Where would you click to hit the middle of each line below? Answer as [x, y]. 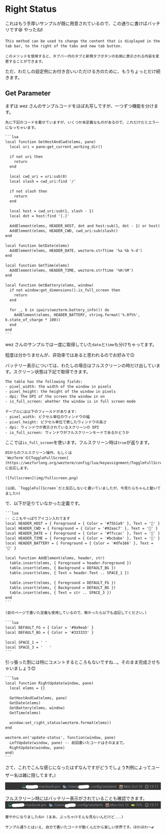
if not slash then [29, 191]
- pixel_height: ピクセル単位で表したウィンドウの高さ [56, 422]
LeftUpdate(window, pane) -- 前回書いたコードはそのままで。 [68, 743]
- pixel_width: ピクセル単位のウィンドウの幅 [47, 417]
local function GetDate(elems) [37, 246]
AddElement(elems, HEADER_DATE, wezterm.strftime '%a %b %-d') [76, 251]
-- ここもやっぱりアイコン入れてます [38, 518]
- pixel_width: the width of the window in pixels [58, 387]
